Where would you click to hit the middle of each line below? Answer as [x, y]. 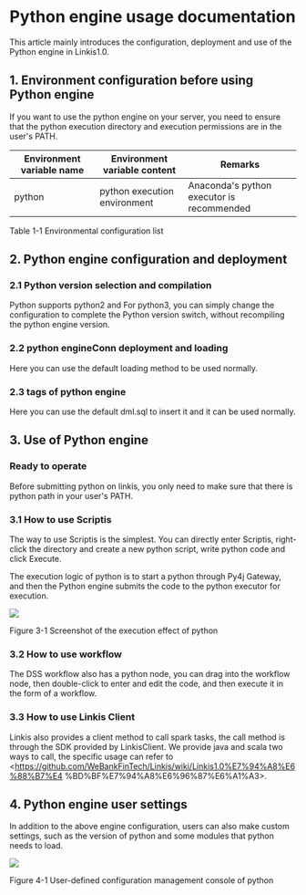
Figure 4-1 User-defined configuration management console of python [142, 880]
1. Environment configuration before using [132, 81]
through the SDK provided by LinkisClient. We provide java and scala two [147, 746]
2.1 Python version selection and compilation [111, 286]
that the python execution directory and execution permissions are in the [146, 126]
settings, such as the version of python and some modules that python [142, 836]
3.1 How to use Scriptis [61, 519]
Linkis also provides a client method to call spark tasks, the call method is [147, 737]
